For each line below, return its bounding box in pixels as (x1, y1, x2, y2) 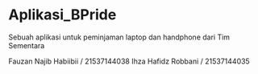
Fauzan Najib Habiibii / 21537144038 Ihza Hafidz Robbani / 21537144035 (8, 56, 250, 66)
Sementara (8, 40, 45, 50)
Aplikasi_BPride (8, 6, 117, 24)
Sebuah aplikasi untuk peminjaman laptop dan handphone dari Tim (8, 32, 231, 42)
